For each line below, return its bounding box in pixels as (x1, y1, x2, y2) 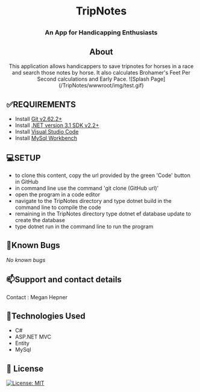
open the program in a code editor (14, 191, 101, 198)
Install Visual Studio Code (14, 128, 79, 135)
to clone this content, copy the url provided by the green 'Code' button (14, 172, 191, 179)
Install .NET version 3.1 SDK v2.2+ (14, 122, 99, 129)
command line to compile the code (14, 204, 101, 211)
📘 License (6, 363, 44, 374)
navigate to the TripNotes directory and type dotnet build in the (14, 198, 172, 205)
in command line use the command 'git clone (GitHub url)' (14, 185, 159, 192)
